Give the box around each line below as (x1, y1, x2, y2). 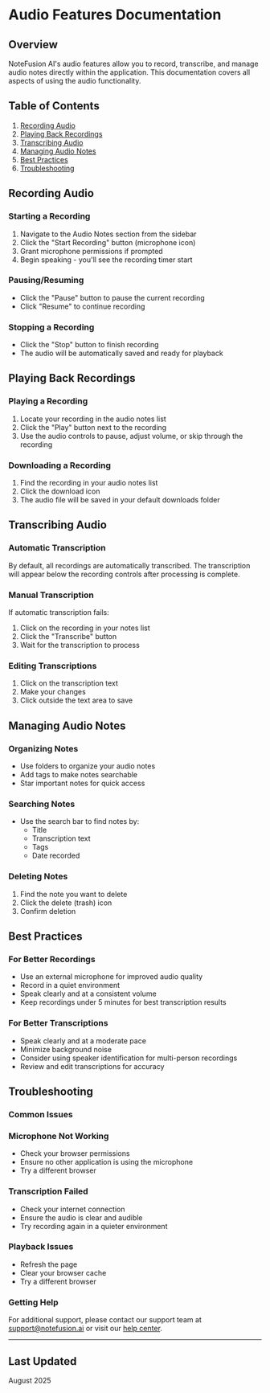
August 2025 (8, 1375, 51, 1385)
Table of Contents (8, 99, 100, 113)
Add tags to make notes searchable (19, 770, 138, 780)
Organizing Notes (8, 743, 79, 754)
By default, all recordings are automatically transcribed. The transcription (8, 560, 251, 570)
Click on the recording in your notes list (19, 623, 150, 633)
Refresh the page (19, 1260, 78, 1269)
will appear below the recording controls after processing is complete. (8, 569, 240, 579)
